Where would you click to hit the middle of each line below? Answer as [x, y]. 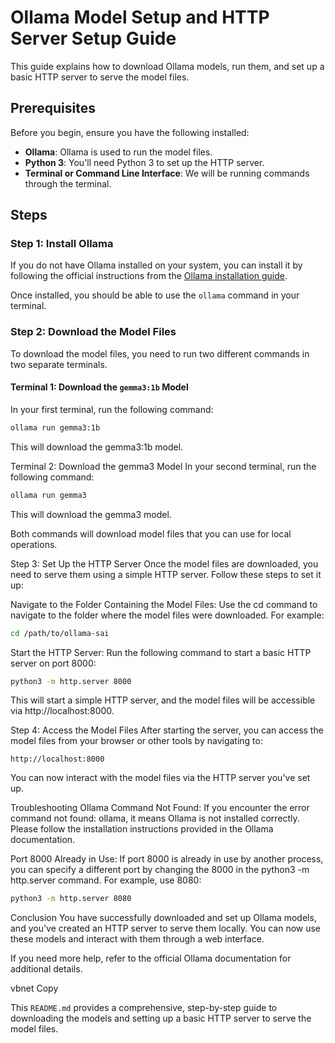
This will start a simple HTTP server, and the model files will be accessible [163, 700]
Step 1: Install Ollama [62, 244]
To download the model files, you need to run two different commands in [160, 353]
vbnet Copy [34, 988]
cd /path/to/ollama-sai [60, 633]
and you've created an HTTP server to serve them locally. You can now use [166, 928]
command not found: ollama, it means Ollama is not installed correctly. [155, 818]
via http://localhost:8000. [62, 711]
